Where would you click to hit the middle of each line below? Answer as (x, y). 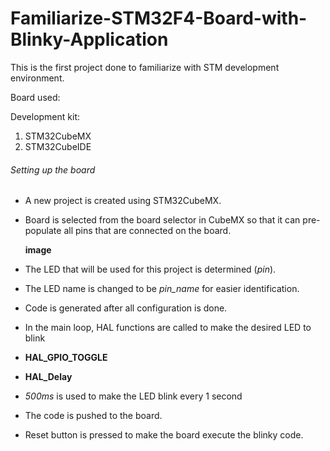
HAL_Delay (48, 377)
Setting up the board (53, 169)
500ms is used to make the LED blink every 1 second (133, 396)
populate (43, 231)
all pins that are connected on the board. (147, 231)
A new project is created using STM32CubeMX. (123, 201)
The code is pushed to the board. (93, 416)
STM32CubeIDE (58, 146)
